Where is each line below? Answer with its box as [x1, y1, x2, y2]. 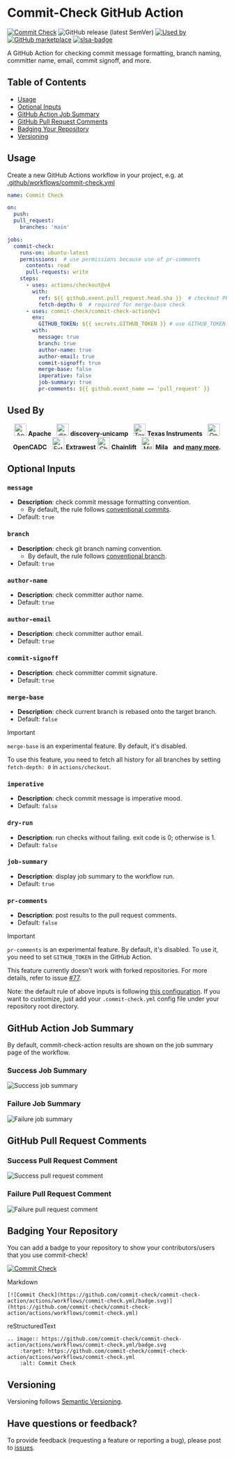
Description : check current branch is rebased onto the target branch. [17, 707, 217, 715]
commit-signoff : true [38, 359, 101, 367]
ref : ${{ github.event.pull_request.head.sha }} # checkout [38, 294, 219, 301]
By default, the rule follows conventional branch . [27, 552, 167, 560]
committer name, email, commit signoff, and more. [7, 56, 152, 64]
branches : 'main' [19, 224, 70, 231]
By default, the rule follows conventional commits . [27, 506, 171, 514]
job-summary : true [38, 379, 92, 386]
